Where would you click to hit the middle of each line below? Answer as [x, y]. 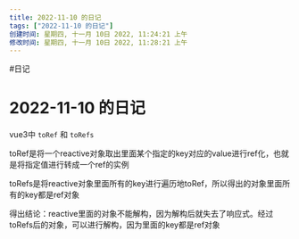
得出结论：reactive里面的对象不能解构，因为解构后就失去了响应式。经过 [141, 214]
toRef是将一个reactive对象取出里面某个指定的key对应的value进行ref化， [141, 153]
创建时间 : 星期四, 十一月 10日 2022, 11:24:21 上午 [99, 34]
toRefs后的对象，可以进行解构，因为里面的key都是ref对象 [115, 225]
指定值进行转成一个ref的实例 [77, 165]
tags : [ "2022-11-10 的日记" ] [62, 26]
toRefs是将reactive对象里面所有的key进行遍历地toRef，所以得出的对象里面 [146, 184]
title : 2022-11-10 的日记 [55, 17]
